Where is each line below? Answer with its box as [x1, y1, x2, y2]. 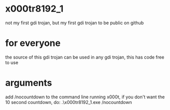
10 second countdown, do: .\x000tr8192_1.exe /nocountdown [5, 99, 133, 105]
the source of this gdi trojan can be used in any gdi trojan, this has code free [5, 54, 164, 60]
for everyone [5, 37, 61, 49]
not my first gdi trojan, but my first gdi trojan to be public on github [5, 20, 144, 26]
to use [5, 59, 19, 66]
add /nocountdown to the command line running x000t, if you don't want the [5, 94, 165, 100]
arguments [5, 77, 52, 89]
